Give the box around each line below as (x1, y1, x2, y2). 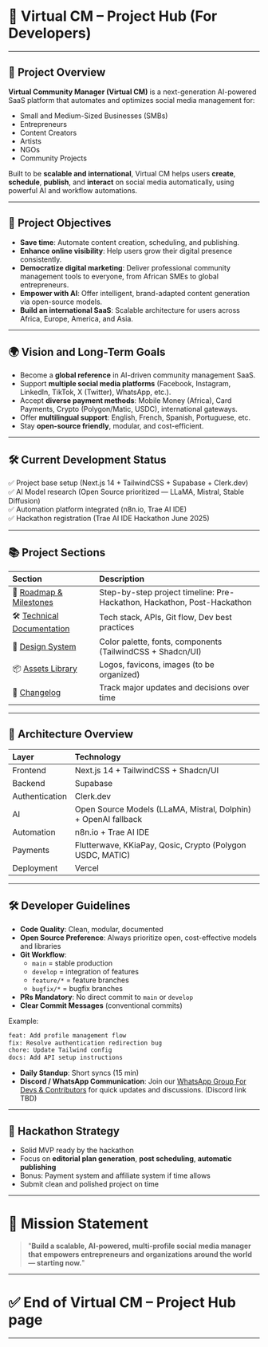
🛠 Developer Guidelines (8, 899, 131, 913)
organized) (99, 670, 140, 680)
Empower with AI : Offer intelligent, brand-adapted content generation (19, 288, 250, 298)
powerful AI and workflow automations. (8, 185, 138, 195)
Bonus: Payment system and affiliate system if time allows (19, 1171, 211, 1180)
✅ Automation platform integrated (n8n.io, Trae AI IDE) (8, 504, 187, 514)
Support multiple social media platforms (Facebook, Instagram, (19, 379, 231, 389)
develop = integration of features (31, 966, 140, 976)
